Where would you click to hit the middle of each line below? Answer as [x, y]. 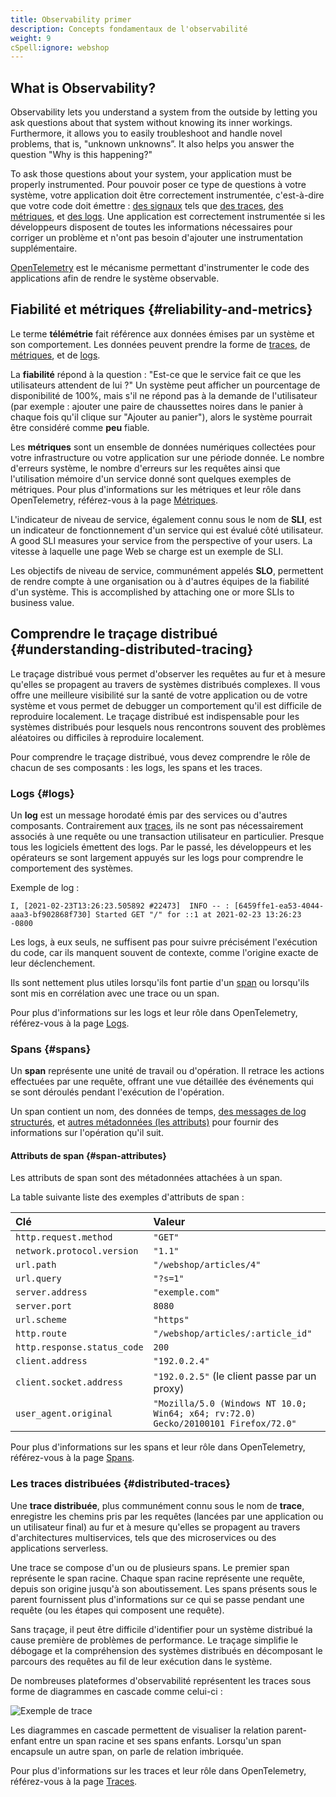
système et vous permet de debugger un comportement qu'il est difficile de [166, 705]
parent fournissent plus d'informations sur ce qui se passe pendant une [157, 1599]
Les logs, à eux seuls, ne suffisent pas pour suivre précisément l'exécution [164, 942]
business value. [42, 602]
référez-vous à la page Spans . [72, 1458]
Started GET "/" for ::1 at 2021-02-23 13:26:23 [198, 914]
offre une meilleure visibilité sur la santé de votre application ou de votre [159, 695]
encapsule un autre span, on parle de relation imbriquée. [127, 1751]
